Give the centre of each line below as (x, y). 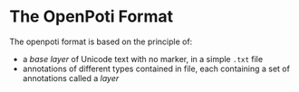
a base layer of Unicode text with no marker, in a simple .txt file (143, 59)
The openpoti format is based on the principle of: (101, 41)
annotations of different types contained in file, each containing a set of (156, 69)
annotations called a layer (71, 78)
